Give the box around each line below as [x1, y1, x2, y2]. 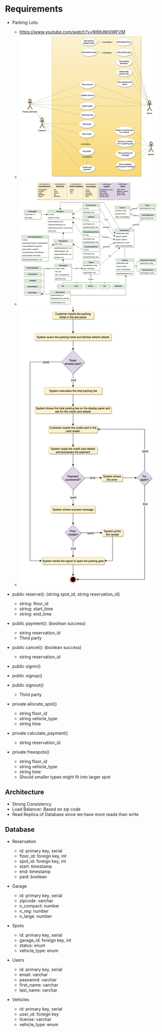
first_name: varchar [19, 982, 58, 988]
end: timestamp [19, 869, 51, 874]
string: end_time [19, 611, 52, 616]
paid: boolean [19, 873, 47, 879]
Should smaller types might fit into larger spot [19, 774, 111, 779]
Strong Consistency [12, 801, 52, 807]
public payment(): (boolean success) [12, 620, 86, 626]
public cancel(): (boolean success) [12, 644, 81, 650]
